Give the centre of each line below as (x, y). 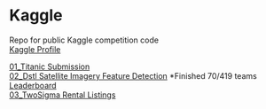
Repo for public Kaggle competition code (84, 40)
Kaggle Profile (35, 49)
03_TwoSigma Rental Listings (63, 95)
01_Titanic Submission (50, 66)
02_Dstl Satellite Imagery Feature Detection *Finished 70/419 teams (133, 75)
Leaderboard (33, 85)
